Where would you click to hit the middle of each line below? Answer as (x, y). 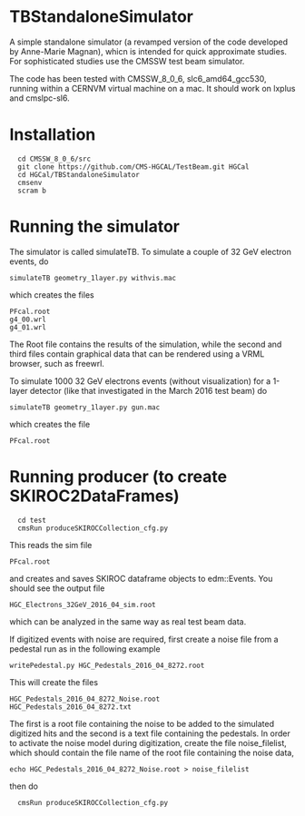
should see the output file (57, 588)
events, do (29, 261)
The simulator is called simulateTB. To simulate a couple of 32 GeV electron (151, 251)
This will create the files (54, 682)
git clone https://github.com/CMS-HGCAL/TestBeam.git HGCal (133, 167)
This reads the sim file (51, 545)
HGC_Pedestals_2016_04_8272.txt (70, 707)
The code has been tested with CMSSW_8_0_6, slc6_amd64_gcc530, (138, 78)
